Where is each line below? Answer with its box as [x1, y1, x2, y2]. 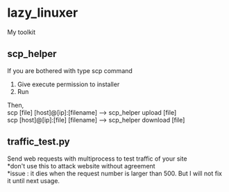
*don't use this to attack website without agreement [7, 161, 155, 170]
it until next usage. [7, 176, 60, 185]
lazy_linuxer [7, 5, 78, 21]
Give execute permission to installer [17, 80, 120, 88]
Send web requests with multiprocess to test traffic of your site [7, 154, 187, 163]
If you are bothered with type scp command [7, 66, 133, 74]
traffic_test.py [7, 136, 71, 147]
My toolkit [7, 28, 36, 36]
